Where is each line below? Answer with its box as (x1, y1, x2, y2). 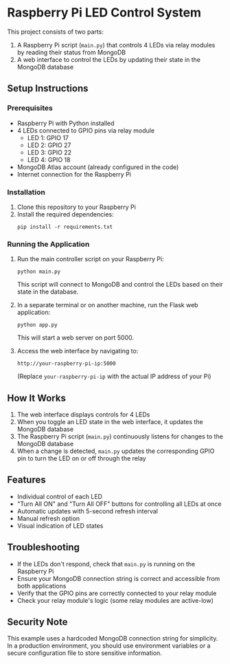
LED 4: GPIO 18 (27, 155, 71, 164)
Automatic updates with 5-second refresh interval (16, 507, 158, 515)
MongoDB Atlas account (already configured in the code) (16, 163, 179, 171)
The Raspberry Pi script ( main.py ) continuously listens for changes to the (16, 432, 223, 441)
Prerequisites (7, 103, 53, 113)
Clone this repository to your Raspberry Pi (16, 203, 136, 211)
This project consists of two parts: (7, 27, 104, 36)
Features (7, 474, 46, 486)
